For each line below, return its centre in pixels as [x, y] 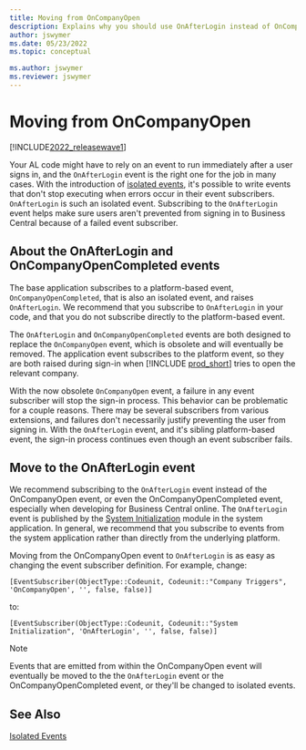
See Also [35, 714]
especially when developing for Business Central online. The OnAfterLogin [148, 509]
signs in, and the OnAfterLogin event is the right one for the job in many [143, 174]
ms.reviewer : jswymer [51, 77]
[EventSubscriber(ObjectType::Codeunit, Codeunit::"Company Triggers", [148, 582]
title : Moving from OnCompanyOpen [75, 18]
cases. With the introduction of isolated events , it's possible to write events [150, 184]
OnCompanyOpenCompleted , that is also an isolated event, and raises [132, 297]
